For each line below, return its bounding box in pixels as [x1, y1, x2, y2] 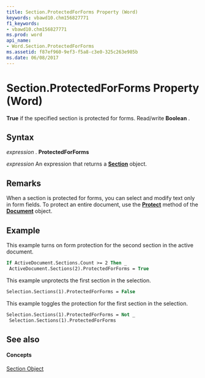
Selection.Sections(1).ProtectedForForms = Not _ [6, 311, 136, 318]
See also [6, 334, 40, 344]
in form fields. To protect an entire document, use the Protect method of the [6, 201, 199, 209]
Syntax [6, 132, 34, 142]
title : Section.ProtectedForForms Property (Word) [6, 9, 138, 15]
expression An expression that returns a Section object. [6, 160, 147, 168]
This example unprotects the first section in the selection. [6, 277, 151, 284]
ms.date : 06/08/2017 [6, 55, 59, 61]
